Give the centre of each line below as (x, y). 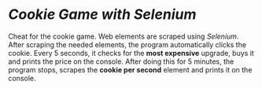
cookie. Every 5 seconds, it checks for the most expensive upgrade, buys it (131, 53)
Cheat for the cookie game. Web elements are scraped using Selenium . (124, 36)
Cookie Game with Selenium (102, 15)
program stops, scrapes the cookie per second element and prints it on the (130, 69)
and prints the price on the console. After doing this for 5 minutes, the (121, 61)
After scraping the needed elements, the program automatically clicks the (127, 44)
